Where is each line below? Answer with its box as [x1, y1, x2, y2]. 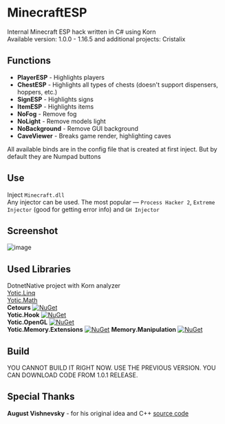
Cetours [7, 304, 31, 312]
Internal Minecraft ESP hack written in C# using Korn [7, 28, 156, 36]
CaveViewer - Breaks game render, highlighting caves [17, 131, 171, 140]
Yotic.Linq [7, 289, 36, 297]
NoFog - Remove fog [17, 109, 77, 118]
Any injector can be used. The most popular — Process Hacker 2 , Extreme [7, 198, 215, 206]
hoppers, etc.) [17, 87, 58, 96]
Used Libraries [7, 263, 71, 275]
